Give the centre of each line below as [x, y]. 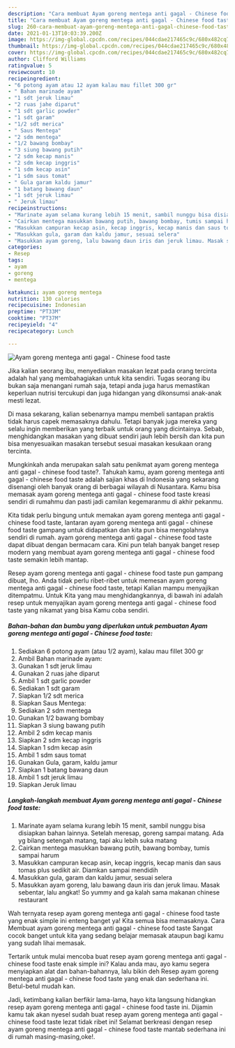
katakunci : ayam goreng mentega [55, 292]
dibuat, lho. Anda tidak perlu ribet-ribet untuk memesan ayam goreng [107, 581]
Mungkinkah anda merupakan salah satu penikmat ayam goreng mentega [113, 464]
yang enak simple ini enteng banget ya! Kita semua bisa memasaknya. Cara [116, 920]
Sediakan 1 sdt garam [49, 688]
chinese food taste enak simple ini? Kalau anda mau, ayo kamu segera [109, 964]
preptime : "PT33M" [35, 312]
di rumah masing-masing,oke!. [52, 1036]
